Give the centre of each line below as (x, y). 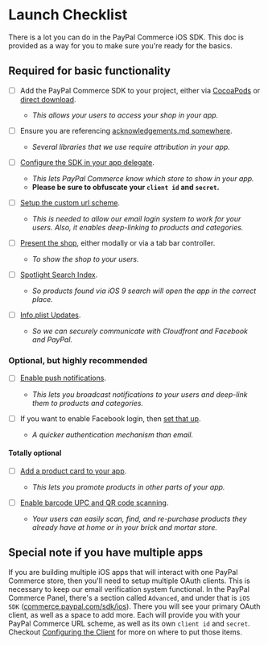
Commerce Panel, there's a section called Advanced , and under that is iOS (129, 597)
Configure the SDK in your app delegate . (87, 162)
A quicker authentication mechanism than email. (113, 434)
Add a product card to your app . (73, 471)
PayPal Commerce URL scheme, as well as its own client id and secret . (130, 623)
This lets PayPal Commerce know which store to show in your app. (143, 178)
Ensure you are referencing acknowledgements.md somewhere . (126, 130)
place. (43, 300)
